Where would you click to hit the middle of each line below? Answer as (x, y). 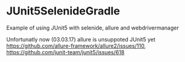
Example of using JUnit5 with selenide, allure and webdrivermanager (93, 28)
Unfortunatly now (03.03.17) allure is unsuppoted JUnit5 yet (81, 39)
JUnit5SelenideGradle (63, 11)
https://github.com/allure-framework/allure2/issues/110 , (76, 46)
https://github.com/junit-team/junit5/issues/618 (65, 52)
